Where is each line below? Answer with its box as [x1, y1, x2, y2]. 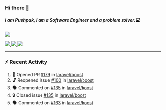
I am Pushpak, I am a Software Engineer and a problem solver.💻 [5, 17, 140, 23]
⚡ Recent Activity [5, 58, 48, 65]
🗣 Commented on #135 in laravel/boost [12, 85, 93, 91]
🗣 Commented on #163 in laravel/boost [12, 100, 94, 106]
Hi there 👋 [5, 4, 30, 11]
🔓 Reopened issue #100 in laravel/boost [12, 77, 94, 83]
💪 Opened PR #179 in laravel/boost [12, 72, 83, 78]
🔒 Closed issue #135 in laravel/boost [12, 92, 86, 98]
